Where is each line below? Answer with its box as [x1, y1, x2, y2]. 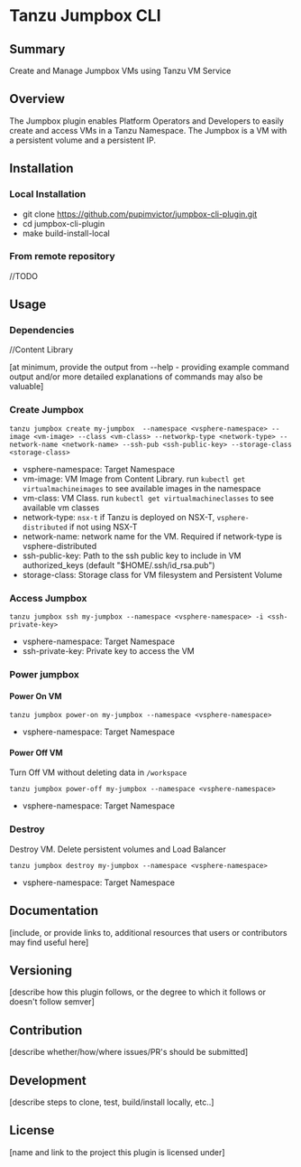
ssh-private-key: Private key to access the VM [22, 646, 196, 657]
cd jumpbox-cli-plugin [22, 218, 105, 229]
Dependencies [9, 324, 75, 337]
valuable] [9, 381, 44, 392]
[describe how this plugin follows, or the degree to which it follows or [9, 986, 267, 998]
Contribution [9, 1022, 83, 1038]
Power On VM [9, 690, 62, 701]
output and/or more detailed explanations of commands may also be [9, 371, 263, 382]
